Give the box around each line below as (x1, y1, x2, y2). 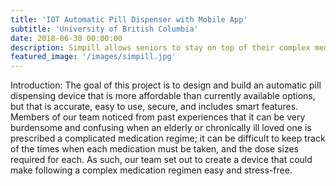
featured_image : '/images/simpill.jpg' (10, 52, 177, 62)
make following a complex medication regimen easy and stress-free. (10, 164, 293, 176)
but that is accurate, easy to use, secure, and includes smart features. (10, 101, 299, 113)
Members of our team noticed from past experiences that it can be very (10, 111, 306, 123)
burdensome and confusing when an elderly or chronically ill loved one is (10, 122, 312, 134)
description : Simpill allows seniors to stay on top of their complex (10, 42, 311, 53)
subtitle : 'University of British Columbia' (10, 24, 199, 34)
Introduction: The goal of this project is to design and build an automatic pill (10, 79, 322, 91)
